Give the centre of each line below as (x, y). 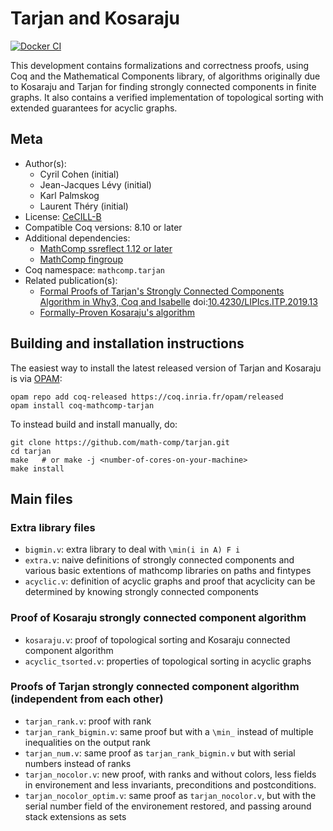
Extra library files (53, 527)
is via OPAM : (36, 378)
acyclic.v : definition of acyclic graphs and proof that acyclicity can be (170, 581)
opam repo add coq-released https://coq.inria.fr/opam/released (147, 397)
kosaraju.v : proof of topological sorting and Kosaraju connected (157, 639)
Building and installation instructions (127, 343)
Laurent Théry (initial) (84, 206)
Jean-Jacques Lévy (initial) (95, 184)
